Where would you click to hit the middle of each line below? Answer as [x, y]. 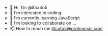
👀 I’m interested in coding [36, 13]
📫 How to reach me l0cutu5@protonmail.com [56, 28]
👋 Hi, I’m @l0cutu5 [28, 8]
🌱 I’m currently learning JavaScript [45, 18]
